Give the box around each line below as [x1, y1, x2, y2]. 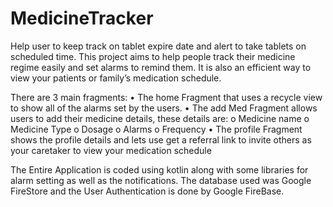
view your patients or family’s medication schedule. [10, 72, 222, 84]
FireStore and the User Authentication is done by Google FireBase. [10, 185, 285, 197]
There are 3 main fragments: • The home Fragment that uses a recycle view [10, 91, 323, 103]
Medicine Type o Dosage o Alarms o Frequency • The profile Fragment [10, 123, 303, 135]
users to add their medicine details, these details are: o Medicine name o [10, 112, 310, 124]
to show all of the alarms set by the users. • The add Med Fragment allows [10, 102, 318, 114]
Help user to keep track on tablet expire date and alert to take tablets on [10, 40, 307, 52]
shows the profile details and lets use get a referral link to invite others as [10, 133, 312, 146]
